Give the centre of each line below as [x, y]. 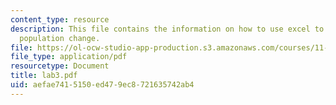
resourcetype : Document [60, 66]
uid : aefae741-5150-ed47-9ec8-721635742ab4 [102, 85]
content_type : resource [60, 19]
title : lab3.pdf [44, 76]
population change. [60, 38]
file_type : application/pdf [69, 57]
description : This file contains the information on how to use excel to [167, 29]
